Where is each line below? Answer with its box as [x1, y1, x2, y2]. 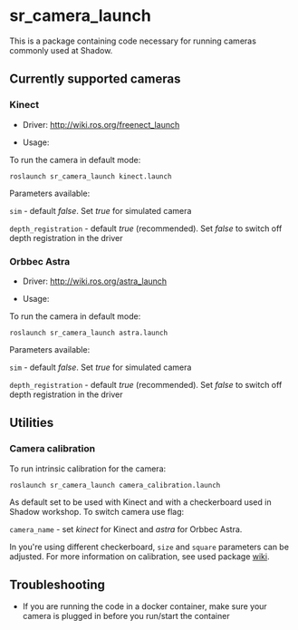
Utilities [9, 415, 54, 431]
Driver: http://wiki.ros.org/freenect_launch [22, 119, 180, 130]
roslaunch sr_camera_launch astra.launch [9, 328, 168, 337]
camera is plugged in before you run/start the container [22, 611, 230, 622]
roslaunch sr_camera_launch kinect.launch [9, 171, 172, 181]
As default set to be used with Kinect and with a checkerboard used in [9, 496, 272, 508]
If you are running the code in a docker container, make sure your [22, 601, 267, 612]
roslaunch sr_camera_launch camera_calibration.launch [9, 480, 221, 489]
